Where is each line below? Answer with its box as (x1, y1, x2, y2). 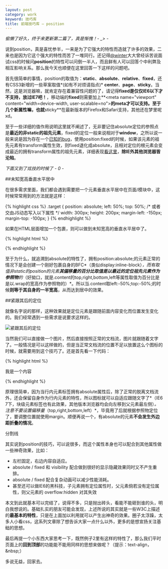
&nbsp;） (5, 548, 24, 554)
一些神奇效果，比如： (5, 448, 49, 454)
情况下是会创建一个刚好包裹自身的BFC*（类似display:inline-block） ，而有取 (5, 262, 160, 268)
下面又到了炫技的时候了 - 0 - (5, 165, 64, 171)
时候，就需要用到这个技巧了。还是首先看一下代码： (5, 348, 110, 354)
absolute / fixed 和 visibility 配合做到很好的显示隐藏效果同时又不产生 (12, 464, 153, 470)
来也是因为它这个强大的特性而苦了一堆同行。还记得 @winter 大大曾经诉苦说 (5, 52, 158, 58)
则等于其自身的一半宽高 (9, 287, 58, 293)
